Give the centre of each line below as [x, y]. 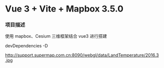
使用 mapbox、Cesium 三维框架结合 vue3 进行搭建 [56, 36]
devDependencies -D [27, 46]
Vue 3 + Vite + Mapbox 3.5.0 [64, 9]
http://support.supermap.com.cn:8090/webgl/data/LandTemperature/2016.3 [82, 55]
